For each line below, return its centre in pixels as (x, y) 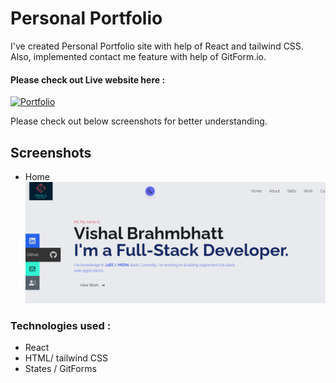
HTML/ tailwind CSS (66, 358)
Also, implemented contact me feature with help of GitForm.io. (138, 56)
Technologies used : (61, 326)
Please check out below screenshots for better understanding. (139, 121)
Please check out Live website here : (88, 79)
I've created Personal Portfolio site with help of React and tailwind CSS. (157, 46)
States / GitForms (60, 369)
